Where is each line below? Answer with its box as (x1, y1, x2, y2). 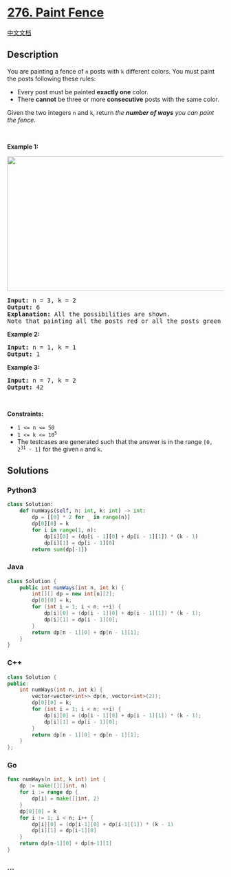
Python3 (7, 485, 36, 495)
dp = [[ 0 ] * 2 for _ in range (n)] (32, 514, 131, 521)
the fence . (7, 116, 36, 124)
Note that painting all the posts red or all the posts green (7, 317, 221, 325)
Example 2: (7, 330, 40, 338)
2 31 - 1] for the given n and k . (16, 445, 102, 453)
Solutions (7, 465, 49, 476)
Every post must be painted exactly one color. (16, 87, 149, 96)
